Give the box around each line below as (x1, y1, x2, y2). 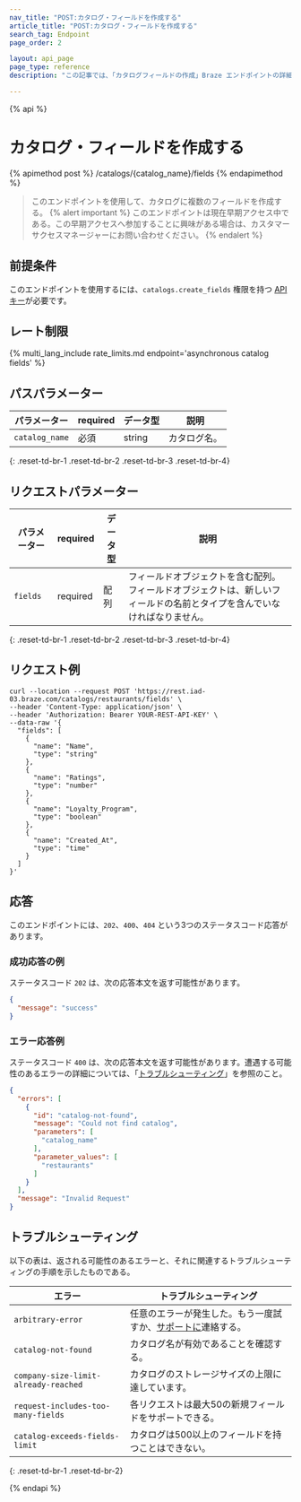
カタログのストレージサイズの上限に (129, 1367, 282, 1380)
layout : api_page (9, 55, 74, 64)
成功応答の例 (9, 955, 65, 968)
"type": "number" (32, 781, 99, 790)
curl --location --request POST (9, 687, 130, 696)
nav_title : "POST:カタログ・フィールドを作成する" (9, 13, 182, 22)
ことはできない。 (138, 1441, 211, 1454)
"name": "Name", (32, 742, 94, 751)
